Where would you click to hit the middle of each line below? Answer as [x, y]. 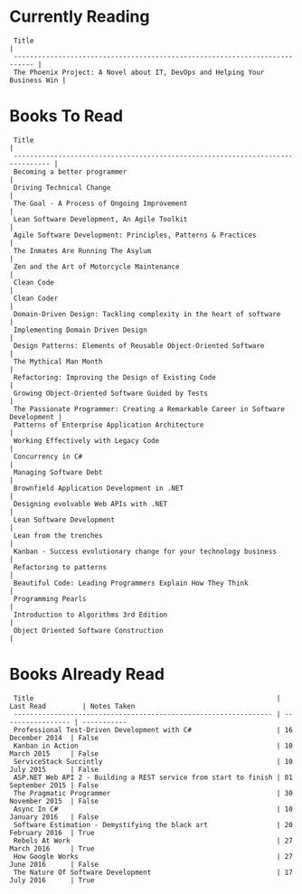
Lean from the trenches [58, 535]
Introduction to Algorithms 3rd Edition [90, 615]
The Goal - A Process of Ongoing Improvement [100, 203]
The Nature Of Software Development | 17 [153, 872]
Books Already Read [87, 674]
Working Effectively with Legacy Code [86, 440]
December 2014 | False [54, 738]
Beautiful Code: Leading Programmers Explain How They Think [131, 583]
